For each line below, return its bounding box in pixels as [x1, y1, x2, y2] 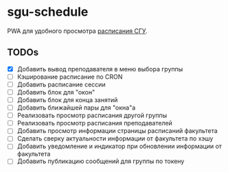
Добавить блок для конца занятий [16, 96, 118, 103]
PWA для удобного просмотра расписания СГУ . [7, 27, 148, 35]
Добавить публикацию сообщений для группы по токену [16, 157, 185, 165]
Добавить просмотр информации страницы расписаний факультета [16, 127, 218, 135]
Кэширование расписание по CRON [16, 73, 123, 81]
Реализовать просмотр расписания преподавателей [16, 119, 173, 127]
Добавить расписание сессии [16, 80, 106, 88]
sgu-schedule [7, 4, 89, 20]
